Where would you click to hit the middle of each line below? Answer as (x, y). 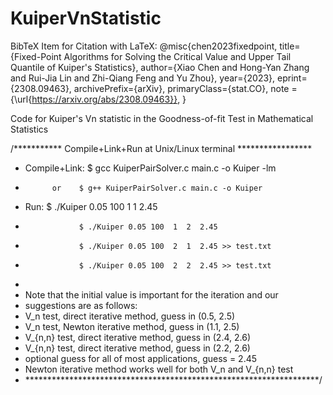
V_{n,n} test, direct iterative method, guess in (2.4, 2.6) (137, 337)
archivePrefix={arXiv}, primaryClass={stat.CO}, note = (185, 88)
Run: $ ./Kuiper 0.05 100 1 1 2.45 (91, 206)
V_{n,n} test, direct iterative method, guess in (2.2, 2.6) (137, 348)
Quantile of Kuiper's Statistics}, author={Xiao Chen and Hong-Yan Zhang (160, 67)
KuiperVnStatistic (86, 18)
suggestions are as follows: (81, 305)
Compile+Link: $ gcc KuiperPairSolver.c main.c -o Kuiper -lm (150, 168)
